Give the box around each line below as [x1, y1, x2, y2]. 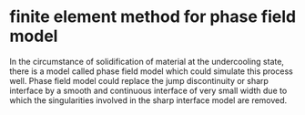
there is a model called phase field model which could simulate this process [9, 66, 293, 77]
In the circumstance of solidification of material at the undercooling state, [9, 56, 285, 67]
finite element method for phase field [9, 6, 297, 27]
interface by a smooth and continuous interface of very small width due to [9, 85, 288, 96]
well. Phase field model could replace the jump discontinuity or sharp [9, 75, 269, 86]
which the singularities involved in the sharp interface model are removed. [9, 94, 288, 106]
